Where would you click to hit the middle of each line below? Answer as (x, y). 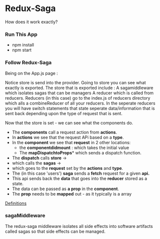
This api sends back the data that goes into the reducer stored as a (80, 178)
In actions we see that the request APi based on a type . (68, 137)
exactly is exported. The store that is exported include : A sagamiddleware (79, 88)
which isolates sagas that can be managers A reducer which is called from (79, 93)
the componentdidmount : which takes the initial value (74, 148)
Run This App (21, 34)
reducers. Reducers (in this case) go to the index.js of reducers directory (78, 98)
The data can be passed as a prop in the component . (65, 189)
